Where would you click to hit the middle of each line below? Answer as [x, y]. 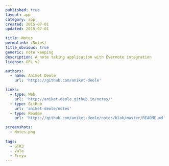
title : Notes [19, 38]
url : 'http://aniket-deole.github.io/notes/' [64, 99]
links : [12, 90]
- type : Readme [26, 113]
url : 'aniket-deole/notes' [43, 108]
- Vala [17, 151]
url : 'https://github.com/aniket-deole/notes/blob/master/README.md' [90, 118]
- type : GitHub [26, 104]
